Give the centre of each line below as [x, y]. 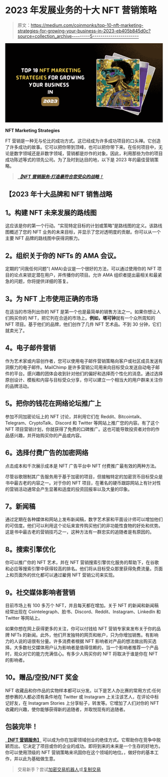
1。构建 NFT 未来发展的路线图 [51, 213]
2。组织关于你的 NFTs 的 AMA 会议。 [63, 256]
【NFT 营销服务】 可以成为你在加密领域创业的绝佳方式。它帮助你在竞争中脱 [83, 740]
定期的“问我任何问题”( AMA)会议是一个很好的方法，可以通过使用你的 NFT [81, 269]
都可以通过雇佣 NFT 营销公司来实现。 [78, 575]
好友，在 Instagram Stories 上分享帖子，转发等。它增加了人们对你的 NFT [84, 703]
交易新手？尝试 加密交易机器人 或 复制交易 [59, 769]
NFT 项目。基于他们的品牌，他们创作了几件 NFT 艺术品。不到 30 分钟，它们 [83, 324]
